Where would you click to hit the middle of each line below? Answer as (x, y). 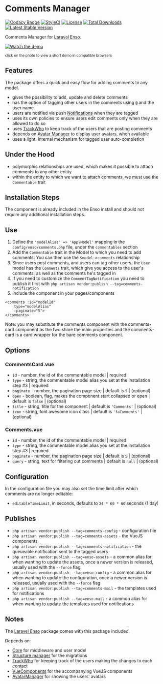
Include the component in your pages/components (63, 293)
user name (23, 108)
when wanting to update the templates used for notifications (73, 604)
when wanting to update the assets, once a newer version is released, (82, 562)
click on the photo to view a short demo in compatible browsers (58, 55)
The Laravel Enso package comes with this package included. (68, 631)
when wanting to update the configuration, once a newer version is (80, 577)
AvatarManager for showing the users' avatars (59, 676)
